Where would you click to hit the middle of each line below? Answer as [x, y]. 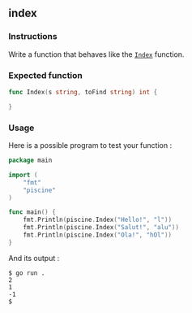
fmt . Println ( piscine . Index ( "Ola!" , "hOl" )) [98, 235]
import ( [23, 175]
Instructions [33, 37]
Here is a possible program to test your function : [90, 146]
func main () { [32, 212]
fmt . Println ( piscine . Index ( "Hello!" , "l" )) [98, 220]
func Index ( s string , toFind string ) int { [83, 92]
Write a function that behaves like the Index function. [96, 54]
